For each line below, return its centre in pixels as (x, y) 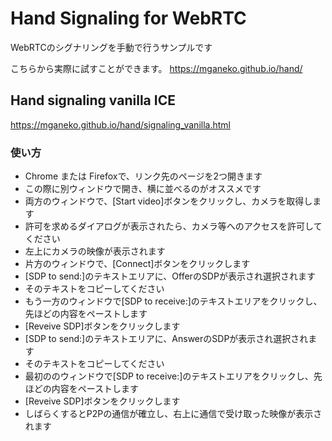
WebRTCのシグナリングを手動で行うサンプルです (111, 47)
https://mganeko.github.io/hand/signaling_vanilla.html (120, 124)
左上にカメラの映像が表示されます (95, 251)
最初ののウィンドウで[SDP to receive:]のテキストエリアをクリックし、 (169, 376)
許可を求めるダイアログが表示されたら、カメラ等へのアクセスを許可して (173, 226)
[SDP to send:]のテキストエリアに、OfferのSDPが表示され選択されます (170, 276)
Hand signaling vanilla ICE (93, 100)
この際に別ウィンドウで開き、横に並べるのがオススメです (143, 189)
